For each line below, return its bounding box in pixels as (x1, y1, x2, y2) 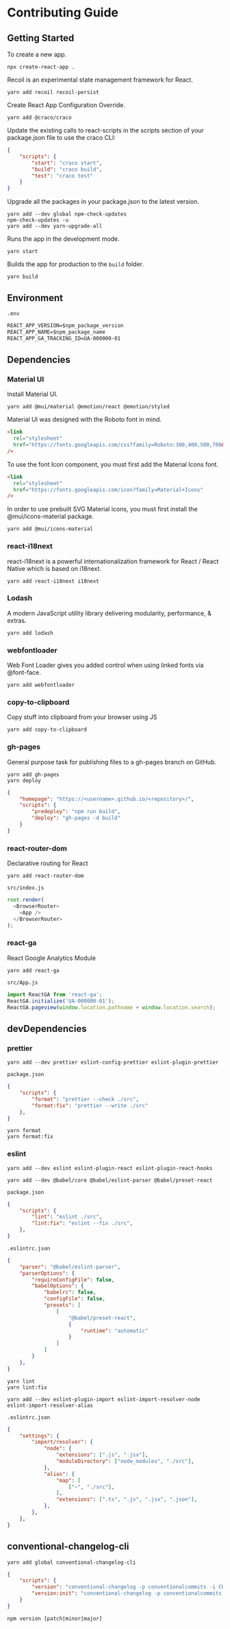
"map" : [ (55, 1477, 81, 1484)
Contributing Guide (7, 5, 118, 21)
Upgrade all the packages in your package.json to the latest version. (7, 198, 200, 206)
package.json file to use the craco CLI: (7, 134, 116, 141)
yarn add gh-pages (7, 771, 60, 778)
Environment (7, 292, 64, 303)
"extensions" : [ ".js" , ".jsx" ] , (55, 1451, 149, 1459)
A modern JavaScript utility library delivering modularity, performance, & (7, 609, 212, 617)
